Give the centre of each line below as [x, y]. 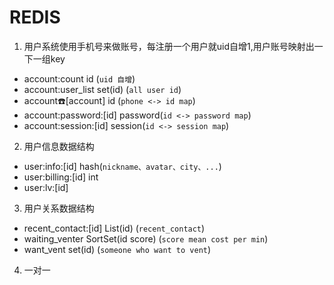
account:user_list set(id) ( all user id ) [102, 89]
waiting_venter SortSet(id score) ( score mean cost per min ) [146, 238]
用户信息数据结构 [59, 146]
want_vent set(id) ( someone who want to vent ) [117, 249]
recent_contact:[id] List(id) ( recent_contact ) [114, 228]
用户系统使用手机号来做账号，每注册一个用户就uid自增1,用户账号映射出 [169, 46]
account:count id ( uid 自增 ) [79, 78]
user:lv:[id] [46, 187]
